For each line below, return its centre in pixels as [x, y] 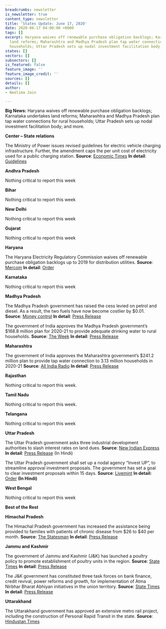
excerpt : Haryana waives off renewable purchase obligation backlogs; [79, 38]
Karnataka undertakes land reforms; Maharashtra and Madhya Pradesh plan [82, 116]
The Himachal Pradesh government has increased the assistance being [78, 526]
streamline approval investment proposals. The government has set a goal [81, 468]
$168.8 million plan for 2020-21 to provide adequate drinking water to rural [81, 331]
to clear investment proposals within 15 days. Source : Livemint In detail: [79, 473]
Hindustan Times [22, 622]
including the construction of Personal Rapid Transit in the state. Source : [79, 616]
